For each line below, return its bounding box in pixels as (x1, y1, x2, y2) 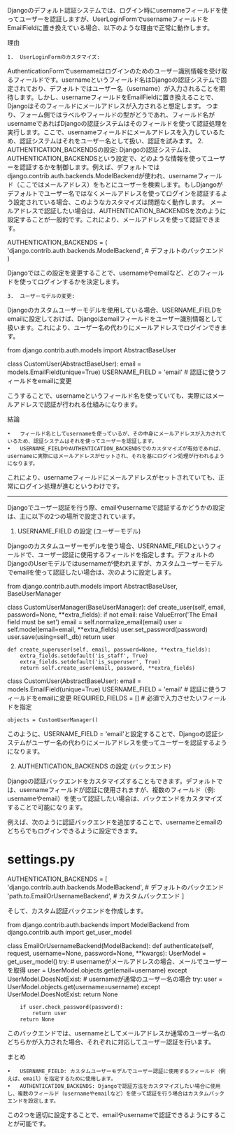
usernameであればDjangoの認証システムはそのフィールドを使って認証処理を (7, 120, 227, 127)
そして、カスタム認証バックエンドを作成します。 (7, 906, 148, 914)
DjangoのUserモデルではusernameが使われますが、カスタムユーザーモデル (7, 559, 223, 568)
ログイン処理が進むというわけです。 (19, 482, 124, 490)
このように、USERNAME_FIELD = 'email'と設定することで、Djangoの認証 (7, 730, 218, 738)
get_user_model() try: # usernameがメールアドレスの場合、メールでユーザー (7, 957, 227, 966)
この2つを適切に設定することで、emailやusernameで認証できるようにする (7, 1110, 220, 1119)
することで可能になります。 (7, 803, 87, 811)
